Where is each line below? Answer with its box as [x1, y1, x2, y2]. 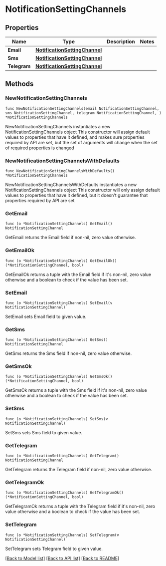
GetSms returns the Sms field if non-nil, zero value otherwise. [5, 350, 132, 356]
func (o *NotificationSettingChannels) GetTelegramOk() [5, 490, 124, 495]
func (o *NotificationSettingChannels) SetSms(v [5, 416, 108, 421]
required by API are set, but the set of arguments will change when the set [5, 139, 158, 145]
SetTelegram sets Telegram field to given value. [5, 546, 103, 552]
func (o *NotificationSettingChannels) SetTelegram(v [5, 533, 120, 538]
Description [106, 38, 136, 45]
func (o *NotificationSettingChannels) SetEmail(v [5, 300, 113, 305]
